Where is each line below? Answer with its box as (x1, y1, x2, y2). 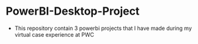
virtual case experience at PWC (14, 31, 94, 38)
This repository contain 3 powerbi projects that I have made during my (14, 24, 192, 32)
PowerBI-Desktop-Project (5, 4, 140, 18)
